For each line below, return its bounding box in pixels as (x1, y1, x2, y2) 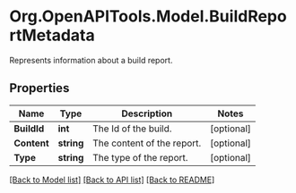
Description (120, 107, 173, 120)
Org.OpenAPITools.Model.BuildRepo (9, 6, 287, 27)
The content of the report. (92, 137, 202, 149)
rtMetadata (9, 25, 96, 46)
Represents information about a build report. (9, 55, 173, 65)
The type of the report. (92, 151, 188, 164)
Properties (9, 80, 70, 96)
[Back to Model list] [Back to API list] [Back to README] (9, 174, 215, 185)
